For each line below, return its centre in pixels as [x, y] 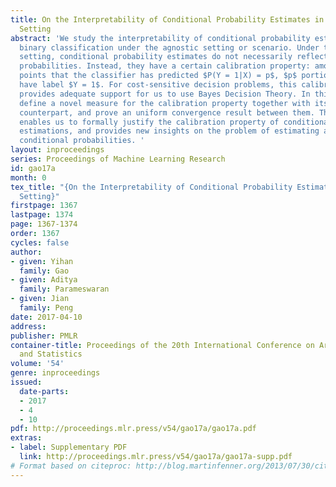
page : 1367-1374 [44, 224]
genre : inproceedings [55, 373]
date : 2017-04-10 [46, 317]
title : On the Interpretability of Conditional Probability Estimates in [167, 19]
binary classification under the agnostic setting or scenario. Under [169, 47]
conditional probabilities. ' [82, 141]
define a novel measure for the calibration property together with [165, 103]
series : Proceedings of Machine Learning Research [118, 159]
